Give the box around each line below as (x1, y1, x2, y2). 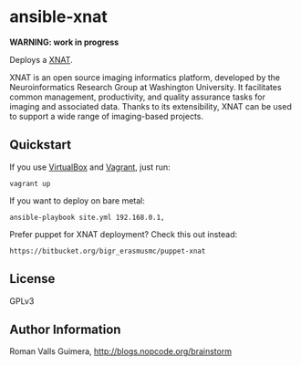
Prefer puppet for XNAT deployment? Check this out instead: (9, 228, 238, 239)
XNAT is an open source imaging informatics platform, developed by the (9, 71, 281, 83)
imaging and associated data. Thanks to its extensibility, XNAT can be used (9, 100, 292, 111)
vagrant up (9, 179, 51, 188)
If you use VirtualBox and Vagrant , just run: (9, 162, 171, 173)
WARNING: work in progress (9, 37, 119, 47)
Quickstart (9, 137, 72, 152)
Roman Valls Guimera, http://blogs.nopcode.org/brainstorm (9, 346, 233, 357)
